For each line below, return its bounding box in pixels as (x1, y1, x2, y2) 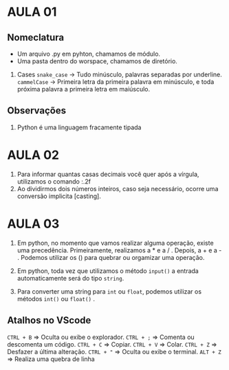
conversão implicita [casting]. (17, 192, 102, 200)
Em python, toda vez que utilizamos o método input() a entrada (17, 266, 199, 275)
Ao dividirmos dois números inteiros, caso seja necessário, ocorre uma (17, 184, 219, 193)
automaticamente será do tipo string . (17, 274, 124, 282)
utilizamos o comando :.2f (17, 177, 91, 186)
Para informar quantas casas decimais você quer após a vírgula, (17, 170, 199, 178)
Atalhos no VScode (7, 314, 91, 327)
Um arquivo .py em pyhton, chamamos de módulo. (17, 50, 160, 58)
